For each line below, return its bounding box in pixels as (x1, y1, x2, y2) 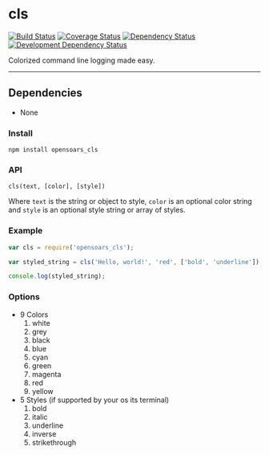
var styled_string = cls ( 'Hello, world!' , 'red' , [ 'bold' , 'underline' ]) (8, 258, 260, 266)
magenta (31, 369, 62, 379)
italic (31, 412, 48, 421)
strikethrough (31, 437, 77, 447)
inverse (31, 429, 57, 438)
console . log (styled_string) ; (8, 272, 106, 281)
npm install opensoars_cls (8, 146, 98, 154)
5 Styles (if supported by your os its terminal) (19, 395, 170, 404)
